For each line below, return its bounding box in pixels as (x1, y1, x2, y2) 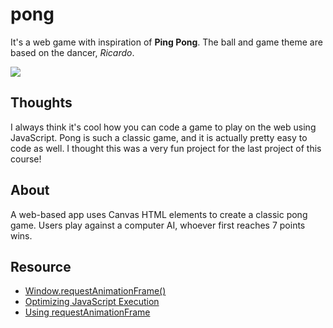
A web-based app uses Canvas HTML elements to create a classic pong (10, 208, 308, 220)
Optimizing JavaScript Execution (24, 296, 160, 308)
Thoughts (10, 94, 73, 112)
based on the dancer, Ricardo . (10, 46, 135, 58)
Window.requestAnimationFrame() (24, 285, 167, 297)
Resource (10, 258, 72, 275)
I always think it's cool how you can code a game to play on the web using (10, 121, 317, 133)
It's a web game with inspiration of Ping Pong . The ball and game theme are (10, 36, 323, 48)
